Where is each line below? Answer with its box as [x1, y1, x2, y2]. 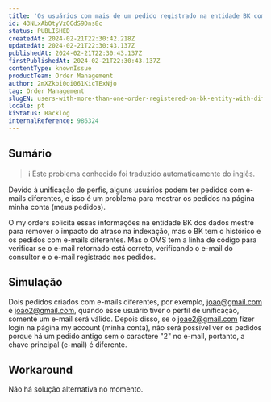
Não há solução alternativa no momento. [8, 384, 144, 394]
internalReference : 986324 [8, 117, 99, 125]
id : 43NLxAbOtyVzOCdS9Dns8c [8, 19, 103, 27]
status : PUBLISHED [8, 27, 70, 35]
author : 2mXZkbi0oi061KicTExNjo [8, 79, 117, 87]
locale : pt [8, 102, 45, 110]
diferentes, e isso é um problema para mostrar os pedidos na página [27, 193, 256, 203]
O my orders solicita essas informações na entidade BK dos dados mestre [8, 217, 254, 227]
